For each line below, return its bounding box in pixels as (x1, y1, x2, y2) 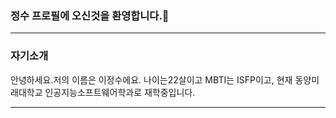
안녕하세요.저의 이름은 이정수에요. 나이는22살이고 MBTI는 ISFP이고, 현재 (10, 73, 293, 86)
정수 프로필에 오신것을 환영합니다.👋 (10, 8, 170, 22)
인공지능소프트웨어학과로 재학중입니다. (44, 86, 196, 98)
